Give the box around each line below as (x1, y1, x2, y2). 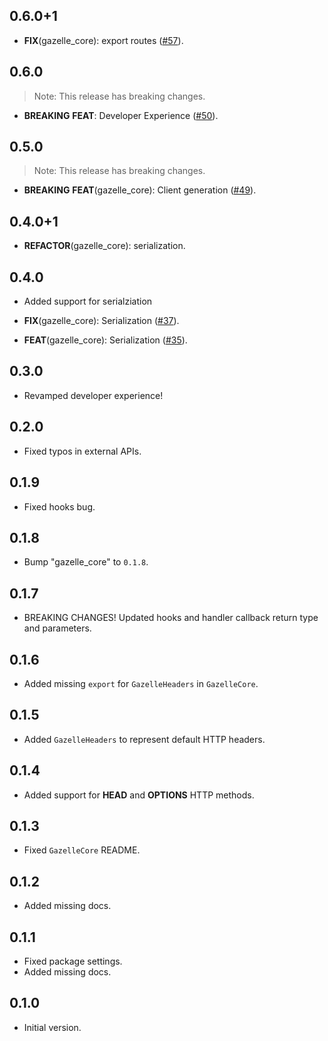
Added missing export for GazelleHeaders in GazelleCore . (23, 677, 259, 689)
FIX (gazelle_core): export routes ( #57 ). (23, 34, 184, 46)
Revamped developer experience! (23, 389, 164, 401)
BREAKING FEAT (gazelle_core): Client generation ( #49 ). (23, 184, 257, 196)
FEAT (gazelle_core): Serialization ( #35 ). (23, 334, 188, 346)
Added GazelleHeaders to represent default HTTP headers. (23, 733, 266, 745)
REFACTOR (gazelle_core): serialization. (23, 240, 186, 252)
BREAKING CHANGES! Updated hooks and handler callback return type (23, 612, 319, 624)
